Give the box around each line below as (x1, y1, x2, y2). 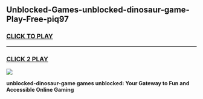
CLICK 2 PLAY (6, 55, 48, 63)
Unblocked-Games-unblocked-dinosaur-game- (6, 5, 190, 15)
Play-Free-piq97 (6, 14, 69, 25)
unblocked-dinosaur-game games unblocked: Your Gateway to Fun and (6, 79, 190, 86)
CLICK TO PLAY (6, 32, 53, 41)
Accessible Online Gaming (6, 86, 74, 93)
